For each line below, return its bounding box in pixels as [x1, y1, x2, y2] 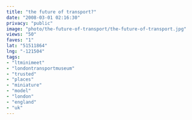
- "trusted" [6, 71, 37, 77]
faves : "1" [6, 37, 34, 43]
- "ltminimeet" [6, 59, 45, 65]
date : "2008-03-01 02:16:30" [6, 15, 80, 21]
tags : [6, 54, 20, 60]
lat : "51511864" [6, 43, 48, 49]
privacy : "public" [6, 20, 53, 26]
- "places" [6, 76, 34, 82]
